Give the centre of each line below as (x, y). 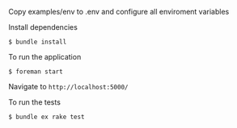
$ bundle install (38, 42)
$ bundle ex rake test (47, 117)
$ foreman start (36, 72)
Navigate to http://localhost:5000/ (68, 87)
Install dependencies (43, 27)
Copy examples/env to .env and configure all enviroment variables (119, 12)
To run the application (45, 57)
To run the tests (34, 102)
